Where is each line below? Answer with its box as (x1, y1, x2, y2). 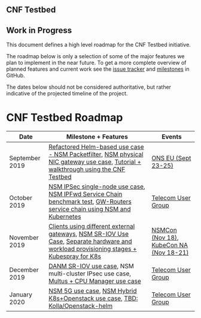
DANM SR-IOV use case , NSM (48, 262, 135, 271)
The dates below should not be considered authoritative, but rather (6, 83, 172, 91)
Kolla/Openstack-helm (48, 302, 112, 310)
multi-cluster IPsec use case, (48, 269, 132, 278)
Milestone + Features (66, 133, 129, 141)
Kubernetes (48, 212, 81, 221)
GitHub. (6, 72, 25, 79)
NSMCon (151, 226, 178, 235)
